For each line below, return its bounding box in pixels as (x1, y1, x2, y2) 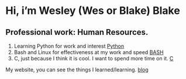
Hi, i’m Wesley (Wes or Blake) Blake (5, 4, 181, 17)
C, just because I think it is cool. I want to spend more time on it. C (13, 55, 174, 62)
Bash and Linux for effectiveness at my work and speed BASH (13, 49, 164, 56)
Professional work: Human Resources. (5, 27, 149, 37)
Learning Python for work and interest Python (13, 42, 124, 49)
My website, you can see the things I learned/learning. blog (5, 66, 149, 73)
